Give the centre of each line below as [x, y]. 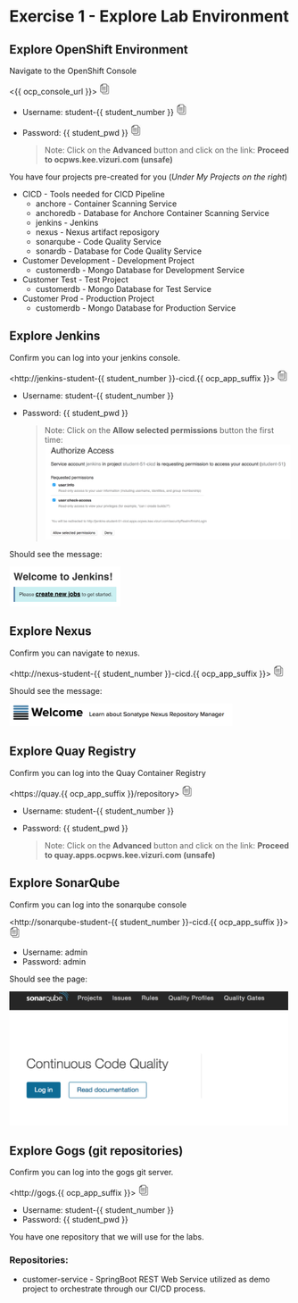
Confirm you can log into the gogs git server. [91, 1173]
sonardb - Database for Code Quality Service [119, 251]
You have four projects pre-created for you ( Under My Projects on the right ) [149, 177]
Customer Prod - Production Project [88, 298]
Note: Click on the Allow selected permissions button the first [159, 430]
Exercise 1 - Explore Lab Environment [149, 17]
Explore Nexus [50, 631]
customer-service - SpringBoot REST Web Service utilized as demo [146, 1280]
